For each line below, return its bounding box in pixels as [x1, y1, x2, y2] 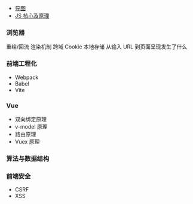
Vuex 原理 [14, 138, 40, 145]
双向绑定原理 [14, 115, 47, 123]
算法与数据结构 [6, 154, 50, 163]
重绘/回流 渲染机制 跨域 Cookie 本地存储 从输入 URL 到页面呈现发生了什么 [6, 43, 188, 50]
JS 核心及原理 [14, 12, 50, 19]
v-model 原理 [14, 123, 48, 130]
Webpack [14, 74, 39, 81]
